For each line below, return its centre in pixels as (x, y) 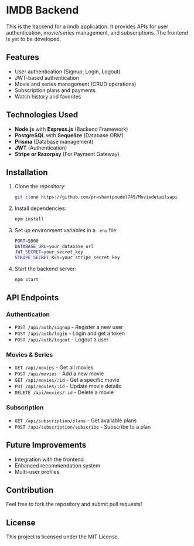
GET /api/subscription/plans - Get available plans (76, 420)
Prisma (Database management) (54, 141)
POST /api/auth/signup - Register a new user (69, 327)
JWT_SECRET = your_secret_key (49, 252)
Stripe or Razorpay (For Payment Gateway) (67, 154)
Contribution (30, 490)
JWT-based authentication (47, 77)
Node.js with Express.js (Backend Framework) (71, 129)
